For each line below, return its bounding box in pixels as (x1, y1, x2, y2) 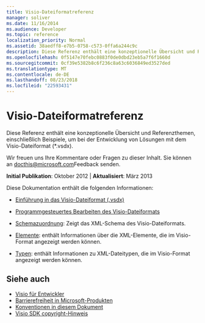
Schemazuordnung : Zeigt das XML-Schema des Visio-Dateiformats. (15, 219, 186, 227)
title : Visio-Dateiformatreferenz (6, 9, 95, 15)
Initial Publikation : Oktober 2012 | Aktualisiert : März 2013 (6, 172, 153, 180)
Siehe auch (6, 274, 50, 285)
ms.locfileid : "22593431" (6, 83, 72, 89)
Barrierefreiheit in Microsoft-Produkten (15, 297, 113, 304)
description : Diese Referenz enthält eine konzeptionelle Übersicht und (6, 49, 195, 55)
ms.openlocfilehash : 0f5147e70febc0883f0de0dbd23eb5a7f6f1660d (6, 54, 171, 60)
